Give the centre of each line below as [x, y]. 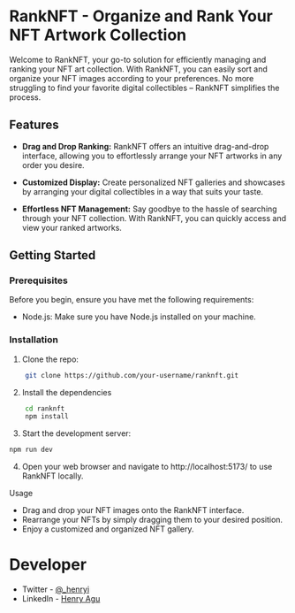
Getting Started [53, 255]
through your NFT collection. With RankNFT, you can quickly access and [154, 218]
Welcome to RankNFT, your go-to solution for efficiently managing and [138, 59]
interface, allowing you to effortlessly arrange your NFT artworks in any [152, 156]
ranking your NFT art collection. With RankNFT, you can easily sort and [138, 69]
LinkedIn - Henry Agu [61, 599]
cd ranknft [45, 409]
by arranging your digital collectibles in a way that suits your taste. [142, 191]
